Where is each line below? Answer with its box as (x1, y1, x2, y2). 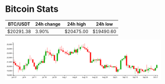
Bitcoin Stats (5, 3, 59, 15)
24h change (35, 21, 61, 27)
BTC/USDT (8, 21, 31, 27)
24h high (67, 21, 86, 27)
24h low (95, 21, 113, 27)
